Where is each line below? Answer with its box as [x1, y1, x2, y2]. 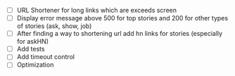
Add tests [16, 45, 45, 53]
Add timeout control [16, 53, 75, 61]
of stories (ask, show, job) [16, 22, 92, 30]
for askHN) [16, 37, 49, 46]
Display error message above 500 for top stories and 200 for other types [16, 14, 229, 23]
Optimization [16, 61, 54, 69]
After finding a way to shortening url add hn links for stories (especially [16, 30, 223, 38]
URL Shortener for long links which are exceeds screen [16, 6, 177, 14]
